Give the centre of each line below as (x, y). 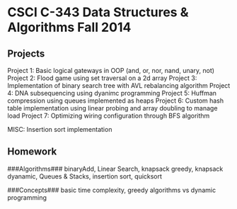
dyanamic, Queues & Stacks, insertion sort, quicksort (85, 176)
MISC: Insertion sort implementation (60, 129)
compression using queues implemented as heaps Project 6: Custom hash (116, 101)
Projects (26, 53)
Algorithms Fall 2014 (69, 27)
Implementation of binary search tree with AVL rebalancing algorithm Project (119, 85)
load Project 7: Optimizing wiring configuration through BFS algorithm (109, 115)
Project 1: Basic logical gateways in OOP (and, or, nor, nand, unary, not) (111, 70)
